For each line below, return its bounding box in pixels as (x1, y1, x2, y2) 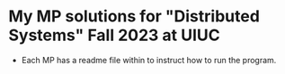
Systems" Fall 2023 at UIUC (8, 25, 221, 45)
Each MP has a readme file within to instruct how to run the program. (21, 54, 277, 65)
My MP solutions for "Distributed (8, 6, 260, 27)
